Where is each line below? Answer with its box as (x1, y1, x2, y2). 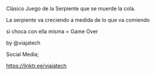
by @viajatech (6, 40, 41, 46)
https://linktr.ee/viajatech (6, 62, 67, 69)
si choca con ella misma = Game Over (6, 28, 98, 35)
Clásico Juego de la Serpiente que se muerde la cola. (6, 5, 136, 12)
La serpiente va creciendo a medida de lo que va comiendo (6, 17, 150, 23)
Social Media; (6, 51, 39, 58)
